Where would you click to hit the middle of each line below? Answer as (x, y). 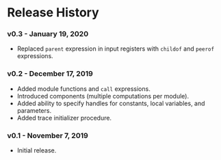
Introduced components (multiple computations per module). (103, 96)
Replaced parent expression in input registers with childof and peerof (115, 49)
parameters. (34, 110)
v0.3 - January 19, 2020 (48, 34)
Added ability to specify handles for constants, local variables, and (111, 103)
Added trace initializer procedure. (64, 118)
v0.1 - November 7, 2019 (48, 135)
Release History (53, 13)
